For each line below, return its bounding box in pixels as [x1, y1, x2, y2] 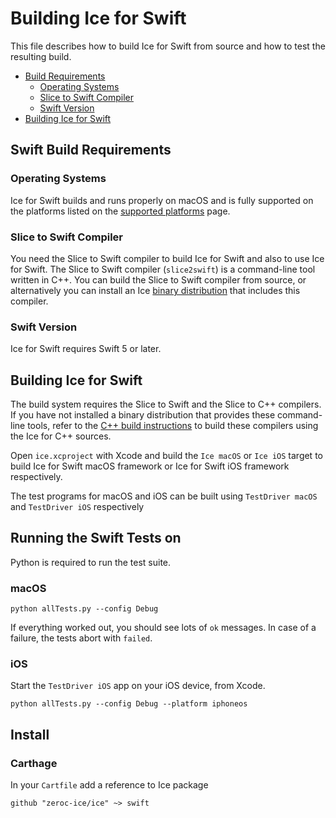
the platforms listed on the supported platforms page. [10, 205, 231, 217]
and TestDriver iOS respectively [10, 501, 145, 513]
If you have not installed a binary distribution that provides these [10, 409, 276, 421]
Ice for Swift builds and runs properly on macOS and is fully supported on [10, 194, 314, 206]
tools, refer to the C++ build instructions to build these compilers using [27, 420, 319, 432]
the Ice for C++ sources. [10, 430, 112, 442]
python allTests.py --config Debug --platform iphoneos [10, 699, 248, 709]
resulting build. [10, 50, 72, 62]
